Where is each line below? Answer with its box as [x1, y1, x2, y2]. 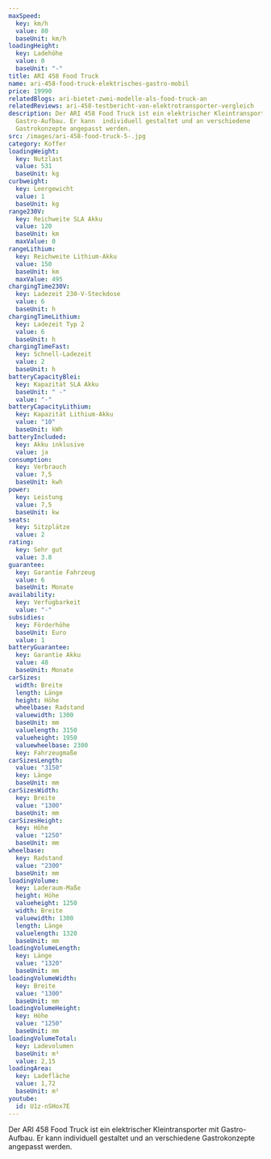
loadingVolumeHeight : [8, 1005, 81, 1013]
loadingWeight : [8, 147, 60, 155]
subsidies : [8, 613, 45, 621]
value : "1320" [15, 959, 63, 967]
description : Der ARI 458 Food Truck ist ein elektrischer [8, 110, 211, 118]
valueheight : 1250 [15, 899, 78, 907]
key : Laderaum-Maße [15, 884, 81, 892]
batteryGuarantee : [8, 644, 70, 652]
